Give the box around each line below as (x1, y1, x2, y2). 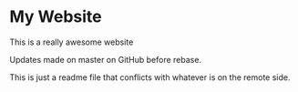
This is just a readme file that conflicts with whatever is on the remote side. (9, 71, 291, 83)
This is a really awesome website (9, 36, 134, 47)
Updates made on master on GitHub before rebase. (9, 54, 202, 65)
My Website (9, 6, 102, 27)
